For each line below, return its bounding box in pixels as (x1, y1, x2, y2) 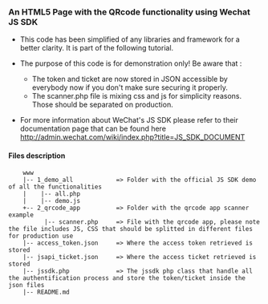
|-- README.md (22, 288, 70, 296)
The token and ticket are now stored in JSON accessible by (31, 75, 229, 84)
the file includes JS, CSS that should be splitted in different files (8, 225, 253, 233)
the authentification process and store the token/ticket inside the (8, 274, 246, 282)
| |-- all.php (22, 189, 81, 198)
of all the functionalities (8, 183, 103, 191)
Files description (8, 151, 66, 160)
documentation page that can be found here (19, 124, 167, 134)
